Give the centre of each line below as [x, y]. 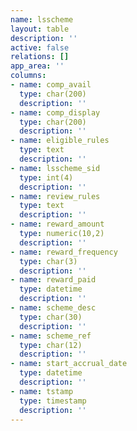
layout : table [40, 29]
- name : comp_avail [51, 85]
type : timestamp [53, 401]
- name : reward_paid [53, 280]
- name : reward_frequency [64, 252]
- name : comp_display [55, 112]
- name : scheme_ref [51, 336]
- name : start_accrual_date [69, 364]
